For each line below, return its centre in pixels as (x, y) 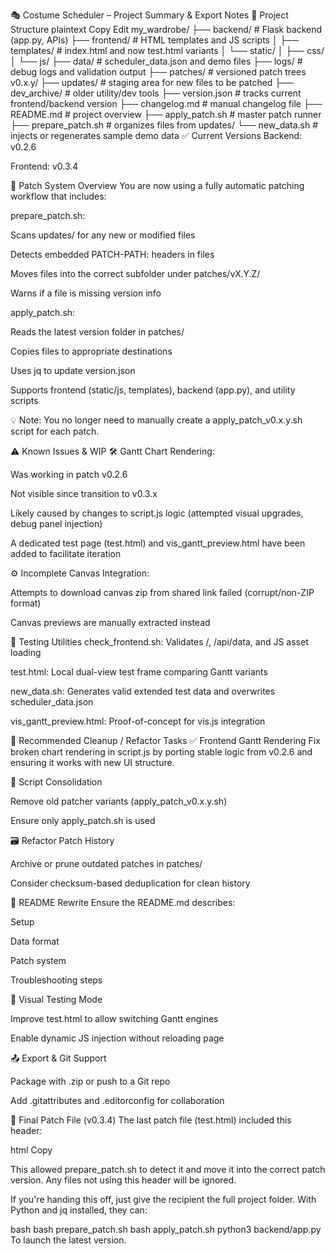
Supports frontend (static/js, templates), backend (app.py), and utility (153, 390)
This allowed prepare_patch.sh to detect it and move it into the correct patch (168, 1169)
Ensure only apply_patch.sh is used (83, 820)
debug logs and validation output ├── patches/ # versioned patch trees (158, 72)
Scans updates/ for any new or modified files (103, 235)
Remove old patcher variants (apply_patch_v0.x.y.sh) (119, 801)
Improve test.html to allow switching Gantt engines (114, 1018)
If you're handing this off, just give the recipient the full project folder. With (163, 1199)
